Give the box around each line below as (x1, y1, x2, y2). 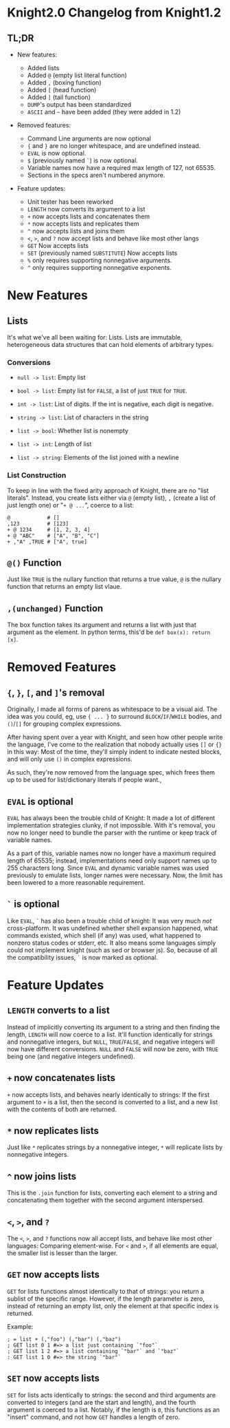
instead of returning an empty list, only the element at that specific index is (7, 1301, 219, 1310)
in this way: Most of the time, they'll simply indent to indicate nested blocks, (7, 748, 222, 756)
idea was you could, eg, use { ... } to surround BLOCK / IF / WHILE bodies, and (7, 713, 222, 721)
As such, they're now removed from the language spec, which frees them (7, 768, 215, 777)
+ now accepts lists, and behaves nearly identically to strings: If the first (7, 1090, 210, 1099)
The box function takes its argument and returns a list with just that (7, 621, 197, 629)
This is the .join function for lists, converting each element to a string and (7, 1189, 218, 1197)
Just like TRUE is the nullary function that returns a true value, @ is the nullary (7, 575, 222, 583)
